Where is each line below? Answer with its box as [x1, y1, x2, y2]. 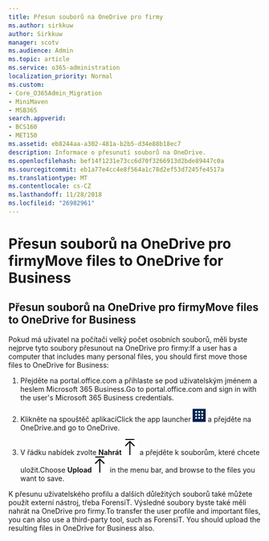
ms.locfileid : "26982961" [8, 199, 95, 208]
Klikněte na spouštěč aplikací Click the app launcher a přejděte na [19, 414, 251, 424]
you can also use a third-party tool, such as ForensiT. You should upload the [8, 515, 261, 524]
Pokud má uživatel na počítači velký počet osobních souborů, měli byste [8, 334, 247, 344]
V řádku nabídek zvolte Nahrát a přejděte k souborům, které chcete [19, 447, 260, 457]
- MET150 [8, 132, 38, 140]
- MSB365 [8, 106, 38, 114]
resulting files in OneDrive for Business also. [8, 523, 155, 533]
